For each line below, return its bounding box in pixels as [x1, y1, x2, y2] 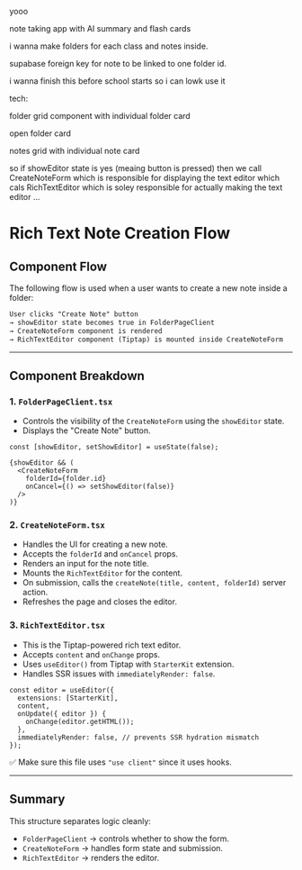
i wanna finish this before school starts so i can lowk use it [9, 76, 226, 86]
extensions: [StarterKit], [17, 693, 119, 702]
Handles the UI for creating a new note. [22, 539, 168, 550]
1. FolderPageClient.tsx [9, 394, 113, 407]
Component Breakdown [9, 367, 146, 384]
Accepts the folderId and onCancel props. [22, 548, 179, 559]
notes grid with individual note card [9, 146, 140, 156]
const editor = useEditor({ [9, 685, 115, 694]
